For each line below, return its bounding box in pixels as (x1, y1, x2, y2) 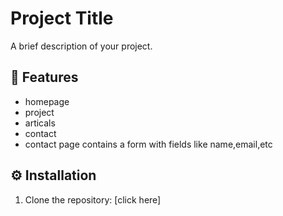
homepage (24, 95, 70, 107)
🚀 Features (10, 69, 79, 86)
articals (24, 117, 56, 129)
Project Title (10, 7, 114, 30)
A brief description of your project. (10, 40, 153, 52)
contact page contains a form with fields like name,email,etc (24, 138, 273, 150)
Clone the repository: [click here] (24, 193, 162, 206)
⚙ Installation (10, 167, 97, 184)
